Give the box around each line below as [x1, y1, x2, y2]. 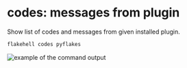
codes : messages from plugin [7, 5, 180, 21]
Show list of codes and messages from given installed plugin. [7, 27, 180, 36]
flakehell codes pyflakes [7, 41, 81, 47]
